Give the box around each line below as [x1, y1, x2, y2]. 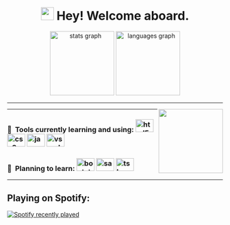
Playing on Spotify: [7, 192, 90, 204]
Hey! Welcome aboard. [56, 8, 190, 24]
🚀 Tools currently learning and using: [7, 124, 135, 134]
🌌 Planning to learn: [7, 163, 75, 173]
